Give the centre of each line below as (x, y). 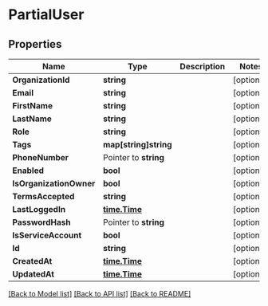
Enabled (28, 171)
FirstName (33, 106)
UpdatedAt (33, 274)
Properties (35, 44)
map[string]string (138, 145)
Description (203, 67)
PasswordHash (41, 222)
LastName (32, 119)
